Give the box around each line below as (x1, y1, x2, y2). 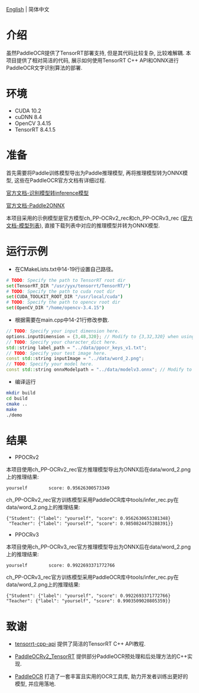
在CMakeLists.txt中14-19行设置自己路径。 (14, 265, 117, 272)
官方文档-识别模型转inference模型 (6, 189, 89, 196)
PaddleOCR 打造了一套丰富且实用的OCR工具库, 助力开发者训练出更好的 (14, 673, 188, 680)
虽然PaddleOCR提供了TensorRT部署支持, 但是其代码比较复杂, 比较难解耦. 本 (6, 49, 191, 56)
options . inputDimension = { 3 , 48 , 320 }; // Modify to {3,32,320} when (6, 333, 179, 339)
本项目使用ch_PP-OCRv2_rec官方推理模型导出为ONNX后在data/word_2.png (6, 466, 191, 473)
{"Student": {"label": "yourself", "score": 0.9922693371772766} (6, 593, 171, 599)
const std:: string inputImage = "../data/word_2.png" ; (6, 355, 145, 362)
